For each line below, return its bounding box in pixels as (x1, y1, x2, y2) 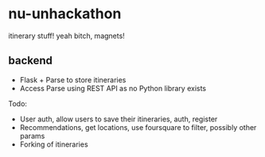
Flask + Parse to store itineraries (19, 75, 127, 84)
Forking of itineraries (19, 140, 89, 149)
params (19, 131, 45, 140)
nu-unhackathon (8, 5, 122, 23)
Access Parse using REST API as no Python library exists (19, 83, 207, 93)
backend (8, 54, 53, 67)
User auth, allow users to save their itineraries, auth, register (19, 114, 218, 124)
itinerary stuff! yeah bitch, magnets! (8, 31, 125, 40)
